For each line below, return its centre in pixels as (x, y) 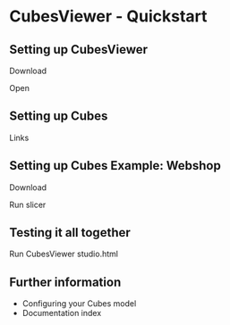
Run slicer (28, 204)
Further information (65, 282)
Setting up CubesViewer (79, 50)
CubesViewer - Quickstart (108, 17)
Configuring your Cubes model (79, 304)
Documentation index (62, 313)
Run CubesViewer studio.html (64, 254)
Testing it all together (70, 233)
